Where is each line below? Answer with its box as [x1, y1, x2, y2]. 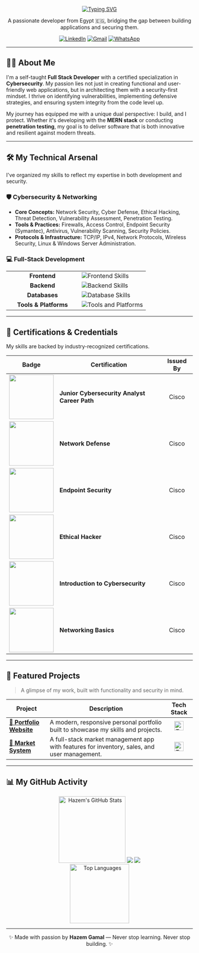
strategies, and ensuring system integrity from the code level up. [6, 98, 164, 106]
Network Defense [59, 439, 111, 448]
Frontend [29, 272, 56, 280]
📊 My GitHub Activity [6, 777, 88, 787]
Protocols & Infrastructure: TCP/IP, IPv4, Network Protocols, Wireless [14, 233, 187, 240]
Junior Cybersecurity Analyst [59, 389, 146, 397]
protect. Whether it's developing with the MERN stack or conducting [6, 116, 174, 124]
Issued [167, 357, 187, 365]
